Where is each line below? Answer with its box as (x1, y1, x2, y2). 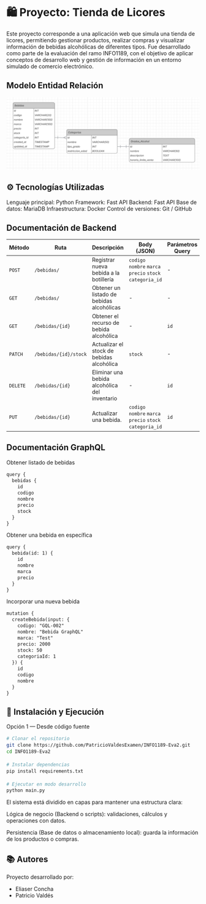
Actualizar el (91, 340, 124, 348)
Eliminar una (91, 368, 123, 376)
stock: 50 (17, 647, 43, 653)
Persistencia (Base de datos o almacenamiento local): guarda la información (6, 829, 199, 836)
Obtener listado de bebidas (6, 459, 75, 466)
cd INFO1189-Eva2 (6, 749, 51, 755)
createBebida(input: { (12, 616, 70, 623)
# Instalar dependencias (6, 762, 70, 768)
